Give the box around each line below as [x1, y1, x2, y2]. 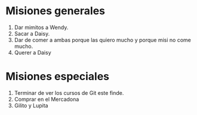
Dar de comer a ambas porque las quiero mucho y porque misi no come [14, 36, 192, 43]
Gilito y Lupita [14, 102, 48, 109]
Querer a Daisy [14, 49, 51, 56]
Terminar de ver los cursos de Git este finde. [14, 89, 124, 96]
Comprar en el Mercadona [14, 95, 79, 103]
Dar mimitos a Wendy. [14, 24, 69, 31]
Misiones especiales [5, 70, 110, 84]
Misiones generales [5, 4, 106, 18]
